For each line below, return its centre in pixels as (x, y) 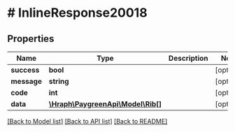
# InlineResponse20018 (78, 13)
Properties (31, 39)
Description (188, 58)
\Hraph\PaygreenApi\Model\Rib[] (105, 104)
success (25, 70)
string (59, 81)
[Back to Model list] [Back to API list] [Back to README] (87, 121)
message (26, 81)
